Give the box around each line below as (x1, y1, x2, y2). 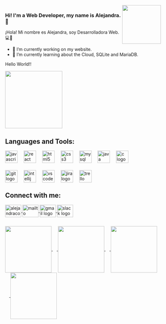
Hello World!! (5, 61, 32, 67)
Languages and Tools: (5, 137, 75, 146)
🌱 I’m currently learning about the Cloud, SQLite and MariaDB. (12, 52, 138, 57)
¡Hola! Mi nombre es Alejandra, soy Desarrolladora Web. (5, 29, 120, 35)
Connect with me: (5, 191, 61, 200)
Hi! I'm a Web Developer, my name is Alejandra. (5, 12, 121, 19)
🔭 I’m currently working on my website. (12, 47, 92, 53)
